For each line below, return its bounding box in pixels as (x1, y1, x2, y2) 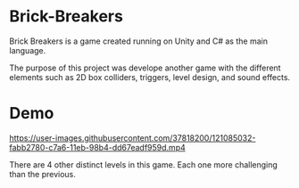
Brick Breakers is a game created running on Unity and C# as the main (9, 36, 268, 46)
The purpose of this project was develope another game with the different (9, 62, 281, 73)
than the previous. (9, 168, 76, 179)
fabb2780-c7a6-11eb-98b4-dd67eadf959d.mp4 (9, 142, 186, 152)
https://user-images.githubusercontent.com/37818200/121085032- (9, 132, 256, 143)
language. (9, 45, 46, 55)
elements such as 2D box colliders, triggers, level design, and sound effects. (9, 71, 291, 82)
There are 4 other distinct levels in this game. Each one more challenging (9, 159, 278, 170)
